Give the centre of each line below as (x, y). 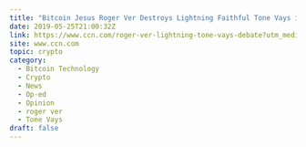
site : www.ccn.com (44, 43)
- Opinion (36, 103)
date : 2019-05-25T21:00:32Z (63, 26)
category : (28, 60)
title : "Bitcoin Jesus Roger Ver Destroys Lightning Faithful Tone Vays (150, 18)
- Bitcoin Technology (59, 69)
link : (20, 35)
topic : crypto (36, 52)
